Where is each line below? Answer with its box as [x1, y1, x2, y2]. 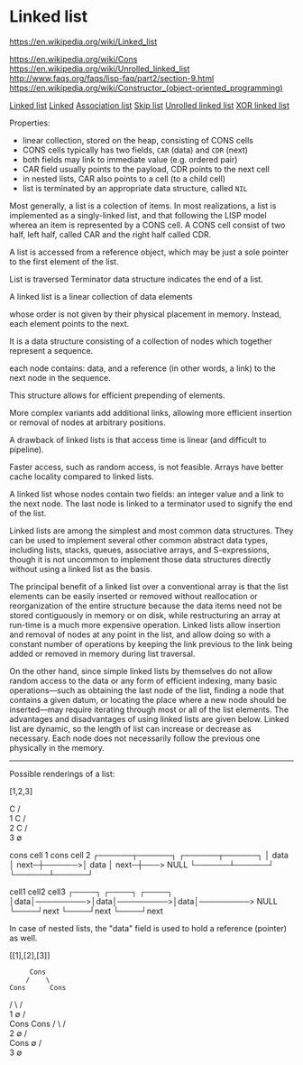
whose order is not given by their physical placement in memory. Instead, [9, 309, 282, 319]
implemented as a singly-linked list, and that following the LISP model [9, 209, 268, 220]
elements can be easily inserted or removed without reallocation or [9, 590, 259, 601]
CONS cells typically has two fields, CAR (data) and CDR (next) [22, 144, 248, 155]
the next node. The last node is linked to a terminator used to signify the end [9, 498, 293, 509]
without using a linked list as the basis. [9, 563, 153, 574]
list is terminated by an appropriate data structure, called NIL [22, 182, 248, 193]
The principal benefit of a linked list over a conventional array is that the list [9, 580, 289, 592]
